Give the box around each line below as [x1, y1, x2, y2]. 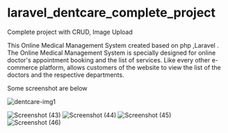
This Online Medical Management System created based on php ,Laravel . [7, 41, 219, 49]
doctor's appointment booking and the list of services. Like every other [7, 55, 211, 64]
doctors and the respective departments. [7, 71, 124, 79]
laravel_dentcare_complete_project [7, 5, 216, 21]
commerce [7, 63, 38, 71]
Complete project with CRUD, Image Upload [7, 28, 133, 36]
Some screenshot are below [7, 84, 88, 92]
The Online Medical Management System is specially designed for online [7, 48, 216, 57]
